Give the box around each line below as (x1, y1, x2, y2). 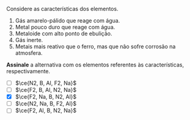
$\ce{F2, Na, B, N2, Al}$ (15, 93, 77, 101)
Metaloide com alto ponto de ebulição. (15, 30, 112, 37)
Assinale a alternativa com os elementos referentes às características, (6, 61, 185, 68)
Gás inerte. (15, 37, 43, 43)
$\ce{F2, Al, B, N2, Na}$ (15, 107, 77, 115)
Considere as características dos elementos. (6, 5, 119, 12)
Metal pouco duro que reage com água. (15, 24, 115, 30)
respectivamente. (6, 68, 51, 75)
